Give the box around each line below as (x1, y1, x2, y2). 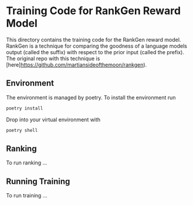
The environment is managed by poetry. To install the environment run (6, 94, 176, 101)
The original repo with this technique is (6, 55, 100, 62)
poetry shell (6, 127, 38, 133)
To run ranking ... (6, 159, 48, 166)
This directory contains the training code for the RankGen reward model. (6, 36, 181, 43)
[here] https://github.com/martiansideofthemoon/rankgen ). (6, 61, 147, 68)
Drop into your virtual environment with (6, 116, 101, 123)
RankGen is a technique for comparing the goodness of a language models (6, 42, 188, 49)
